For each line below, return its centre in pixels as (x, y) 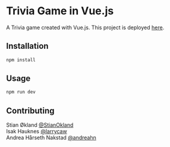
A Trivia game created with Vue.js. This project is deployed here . (85, 27)
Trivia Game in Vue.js (60, 11)
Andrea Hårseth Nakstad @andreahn (51, 137)
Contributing (30, 110)
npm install (21, 60)
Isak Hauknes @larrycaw (37, 132)
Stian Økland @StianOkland (40, 125)
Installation (27, 46)
